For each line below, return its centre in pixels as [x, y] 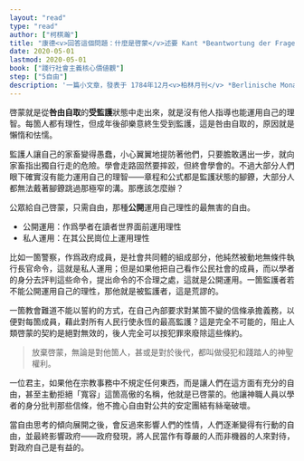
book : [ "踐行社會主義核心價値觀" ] [67, 69]
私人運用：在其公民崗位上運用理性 [86, 237]
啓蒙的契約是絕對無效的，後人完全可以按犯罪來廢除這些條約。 [132, 332]
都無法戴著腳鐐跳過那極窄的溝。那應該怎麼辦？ [96, 187]
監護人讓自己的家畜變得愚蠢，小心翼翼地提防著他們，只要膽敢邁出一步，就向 [152, 154]
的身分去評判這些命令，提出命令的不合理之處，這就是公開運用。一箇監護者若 [152, 279]
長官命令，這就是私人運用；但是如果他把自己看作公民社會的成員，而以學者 [156, 268]
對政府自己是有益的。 [49, 447]
